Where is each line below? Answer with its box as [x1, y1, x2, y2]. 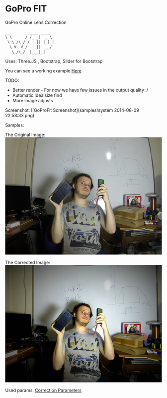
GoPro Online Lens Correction [5, 19, 67, 25]
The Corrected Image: [5, 259, 51, 265]
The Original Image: [5, 132, 46, 137]
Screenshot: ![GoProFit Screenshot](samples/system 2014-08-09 [5, 107, 139, 113]
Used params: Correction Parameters [5, 387, 82, 393]
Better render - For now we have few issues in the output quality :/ [12, 87, 148, 93]
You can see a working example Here [5, 67, 82, 73]
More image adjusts [12, 97, 53, 103]
